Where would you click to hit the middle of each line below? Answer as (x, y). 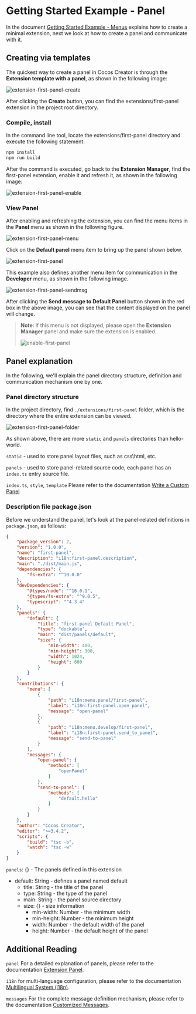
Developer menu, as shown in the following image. (67, 279)
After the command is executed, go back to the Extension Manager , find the (98, 169)
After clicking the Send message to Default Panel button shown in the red (95, 302)
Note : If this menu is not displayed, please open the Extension (96, 325)
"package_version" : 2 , (44, 542)
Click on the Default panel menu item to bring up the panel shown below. (94, 250)
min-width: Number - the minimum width (81, 912)
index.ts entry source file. (38, 474)
